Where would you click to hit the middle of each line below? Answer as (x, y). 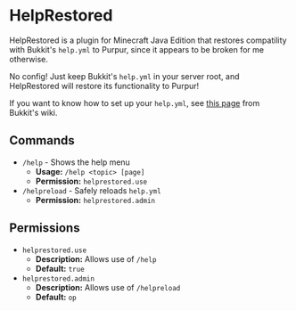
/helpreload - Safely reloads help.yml (92, 190)
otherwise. (29, 59)
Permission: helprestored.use (91, 181)
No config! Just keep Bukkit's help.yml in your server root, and (124, 76)
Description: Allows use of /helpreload (108, 287)
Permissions (45, 228)
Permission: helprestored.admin (95, 200)
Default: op (56, 297)
